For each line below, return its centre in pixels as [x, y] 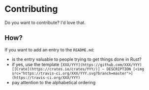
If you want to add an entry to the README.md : [49, 49]
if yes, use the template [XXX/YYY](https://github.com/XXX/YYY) [77, 64]
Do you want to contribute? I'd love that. [45, 22]
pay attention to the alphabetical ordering [54, 82]
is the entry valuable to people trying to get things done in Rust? [76, 59]
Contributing [31, 9]
